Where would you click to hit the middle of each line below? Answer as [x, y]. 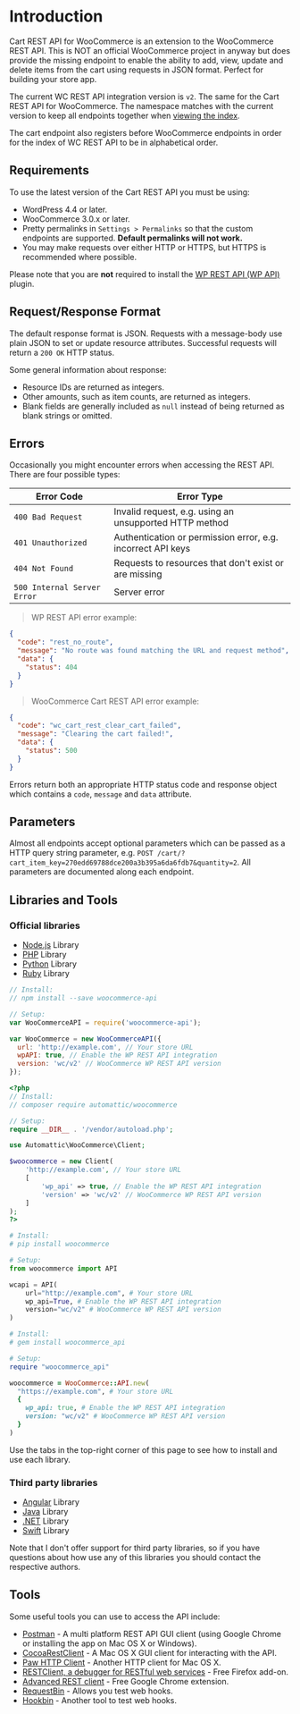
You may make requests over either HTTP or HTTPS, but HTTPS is [144, 247]
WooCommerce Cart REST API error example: [115, 701]
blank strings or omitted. [67, 415]
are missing [138, 574]
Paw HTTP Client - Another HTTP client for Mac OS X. [121, 1662]
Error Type [200, 496]
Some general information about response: [88, 369]
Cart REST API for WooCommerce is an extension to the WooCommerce [142, 41]
